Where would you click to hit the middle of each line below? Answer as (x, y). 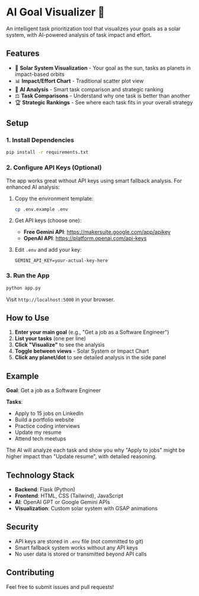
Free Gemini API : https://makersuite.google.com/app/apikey (97, 232)
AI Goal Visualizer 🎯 (55, 12)
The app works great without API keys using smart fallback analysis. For (94, 180)
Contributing (30, 573)
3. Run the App (28, 275)
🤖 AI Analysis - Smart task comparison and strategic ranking (89, 89)
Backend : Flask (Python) (45, 490)
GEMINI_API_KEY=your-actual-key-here (61, 261)
